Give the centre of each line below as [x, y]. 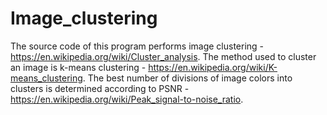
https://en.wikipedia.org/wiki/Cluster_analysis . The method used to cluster [163, 56]
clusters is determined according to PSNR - [100, 88]
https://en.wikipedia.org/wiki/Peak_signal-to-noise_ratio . [127, 99]
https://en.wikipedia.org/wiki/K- [213, 67]
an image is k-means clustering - [78, 67]
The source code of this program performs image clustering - [137, 46]
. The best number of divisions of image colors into [187, 78]
